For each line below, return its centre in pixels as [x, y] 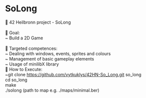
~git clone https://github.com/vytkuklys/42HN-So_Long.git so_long [73, 74]
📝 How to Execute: [24, 69]
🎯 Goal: [13, 33]
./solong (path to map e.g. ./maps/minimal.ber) [52, 90]
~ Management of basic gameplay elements [50, 59]
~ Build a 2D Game [24, 38]
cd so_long [16, 80]
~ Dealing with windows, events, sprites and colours [58, 53]
